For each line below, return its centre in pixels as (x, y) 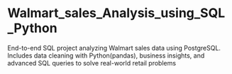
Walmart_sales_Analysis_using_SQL (116, 13)
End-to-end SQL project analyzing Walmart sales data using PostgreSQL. (114, 48)
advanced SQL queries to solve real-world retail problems (92, 63)
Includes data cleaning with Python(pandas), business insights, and (106, 55)
